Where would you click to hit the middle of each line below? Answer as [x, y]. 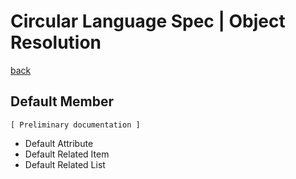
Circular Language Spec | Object [148, 21]
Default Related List [65, 164]
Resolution [56, 42]
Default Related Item [67, 154]
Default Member [62, 101]
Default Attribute [59, 143]
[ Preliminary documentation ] [75, 125]
